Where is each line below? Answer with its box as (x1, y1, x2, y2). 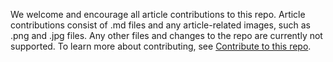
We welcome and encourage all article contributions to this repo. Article (10, 9, 306, 20)
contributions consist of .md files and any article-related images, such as (10, 19, 311, 31)
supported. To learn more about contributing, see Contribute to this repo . (10, 40, 312, 52)
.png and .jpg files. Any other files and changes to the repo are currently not (10, 30, 323, 41)
